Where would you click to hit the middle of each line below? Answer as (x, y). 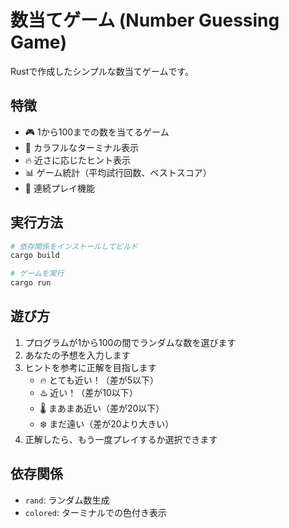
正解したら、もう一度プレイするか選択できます (121, 439)
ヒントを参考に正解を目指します (90, 367)
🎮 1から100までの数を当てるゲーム (97, 132)
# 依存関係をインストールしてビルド (74, 246)
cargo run (31, 283)
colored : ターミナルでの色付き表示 (95, 512)
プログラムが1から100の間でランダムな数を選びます (130, 342)
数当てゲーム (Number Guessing (145, 20)
